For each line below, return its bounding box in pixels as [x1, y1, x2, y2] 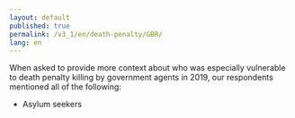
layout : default [9, 13, 70, 22]
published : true [9, 21, 70, 30]
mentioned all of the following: [9, 81, 121, 92]
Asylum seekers [22, 99, 83, 110]
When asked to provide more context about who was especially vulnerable [9, 63, 286, 73]
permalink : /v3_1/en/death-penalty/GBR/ [9, 29, 164, 38]
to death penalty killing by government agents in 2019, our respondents [9, 72, 274, 83]
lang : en [9, 38, 42, 47]
